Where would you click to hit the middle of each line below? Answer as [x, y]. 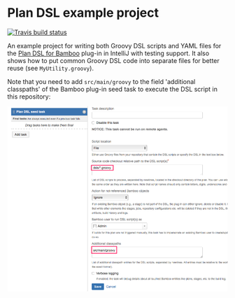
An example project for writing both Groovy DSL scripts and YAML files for [114, 45]
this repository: [29, 97]
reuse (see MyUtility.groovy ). [51, 68]
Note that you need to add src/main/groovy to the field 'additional [101, 81]
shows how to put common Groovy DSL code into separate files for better [114, 60]
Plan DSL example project [83, 13]
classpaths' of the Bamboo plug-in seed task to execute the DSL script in [113, 89]
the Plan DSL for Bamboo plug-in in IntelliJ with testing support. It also [108, 53]
